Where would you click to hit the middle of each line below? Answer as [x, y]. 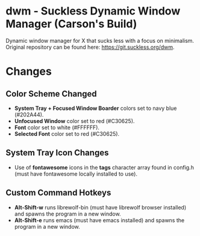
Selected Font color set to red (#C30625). [67, 133]
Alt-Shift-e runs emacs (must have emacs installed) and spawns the [99, 220]
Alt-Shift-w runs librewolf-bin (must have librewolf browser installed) [100, 207]
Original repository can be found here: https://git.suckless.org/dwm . [90, 47]
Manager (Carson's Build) [71, 24]
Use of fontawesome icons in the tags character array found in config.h [104, 167]
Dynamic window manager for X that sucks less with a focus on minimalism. [100, 40]
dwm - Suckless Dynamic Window [93, 11]
